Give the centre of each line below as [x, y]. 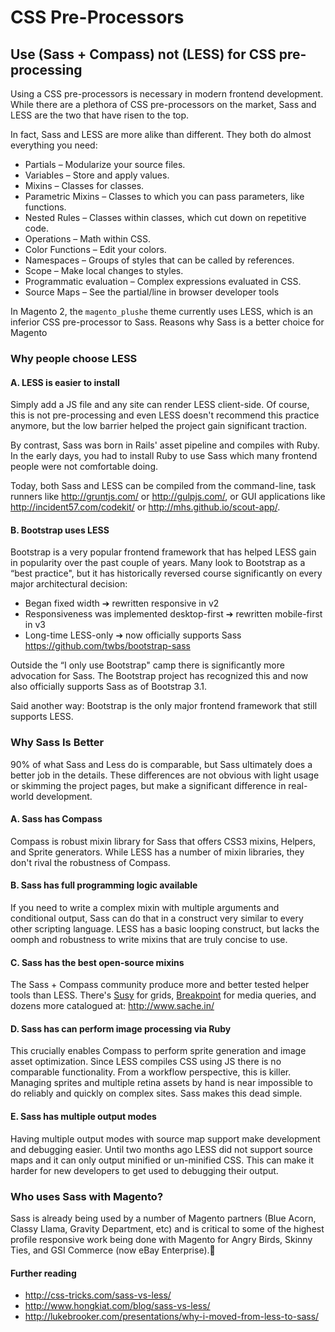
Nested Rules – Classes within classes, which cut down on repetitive [165, 217]
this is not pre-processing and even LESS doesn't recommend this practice [165, 415]
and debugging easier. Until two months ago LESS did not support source [161, 1149]
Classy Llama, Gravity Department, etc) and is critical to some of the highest [167, 1228]
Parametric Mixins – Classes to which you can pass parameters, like [164, 196]
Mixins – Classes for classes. [84, 185]
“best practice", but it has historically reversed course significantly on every [166, 573]
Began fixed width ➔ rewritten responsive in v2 [122, 603]
